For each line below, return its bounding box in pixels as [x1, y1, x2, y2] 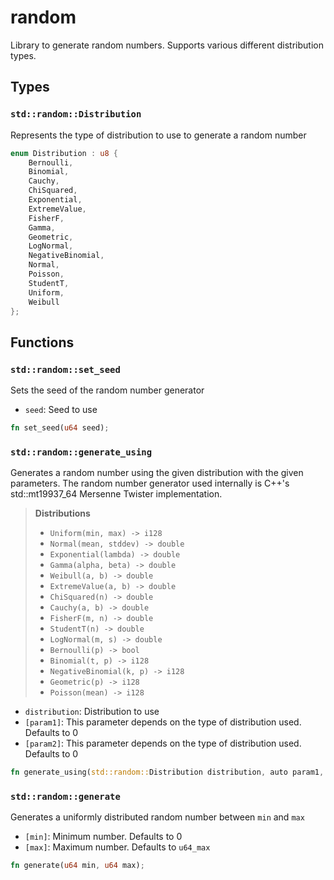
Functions [10, 334, 75, 351]
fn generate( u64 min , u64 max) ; [10, 861, 145, 871]
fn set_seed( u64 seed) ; [10, 423, 110, 433]
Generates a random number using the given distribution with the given [10, 467, 304, 479]
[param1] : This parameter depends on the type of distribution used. [24, 716, 302, 728]
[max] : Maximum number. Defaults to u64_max [24, 841, 211, 853]
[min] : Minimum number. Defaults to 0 [24, 831, 183, 843]
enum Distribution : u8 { [10, 148, 118, 158]
